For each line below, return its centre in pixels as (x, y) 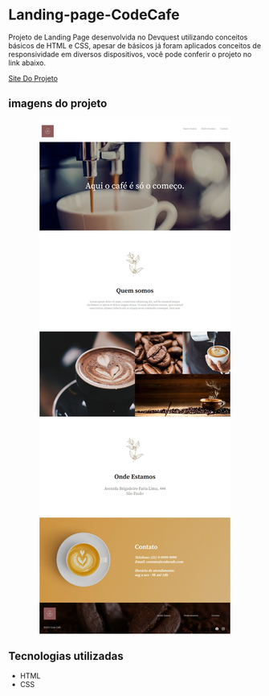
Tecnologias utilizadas (66, 656)
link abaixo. (27, 63)
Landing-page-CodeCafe (94, 15)
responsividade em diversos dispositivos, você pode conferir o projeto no (130, 54)
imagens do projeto (58, 103)
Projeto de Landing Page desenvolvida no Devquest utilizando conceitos (128, 37)
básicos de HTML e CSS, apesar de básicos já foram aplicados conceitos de (135, 45)
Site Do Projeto (33, 78)
